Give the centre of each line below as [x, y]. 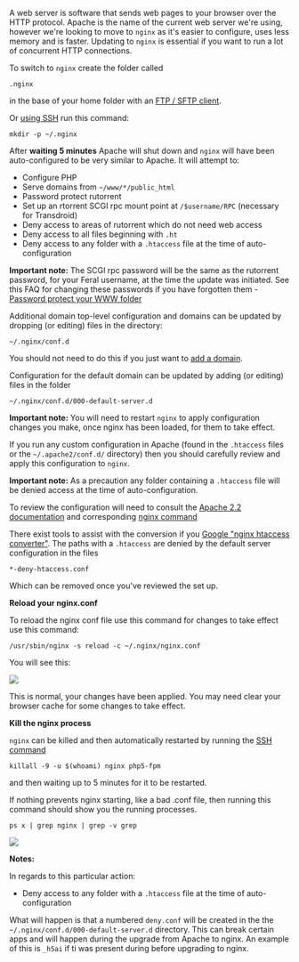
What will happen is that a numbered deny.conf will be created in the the [141, 920]
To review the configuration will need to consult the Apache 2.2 [125, 507]
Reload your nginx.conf [53, 603]
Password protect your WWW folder [76, 299]
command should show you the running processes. [103, 809]
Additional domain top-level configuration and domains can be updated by [145, 316]
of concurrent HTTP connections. [71, 51]
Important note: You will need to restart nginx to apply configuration [135, 418]
